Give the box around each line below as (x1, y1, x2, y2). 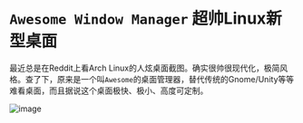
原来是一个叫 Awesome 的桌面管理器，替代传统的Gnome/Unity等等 (56, 73, 295, 84)
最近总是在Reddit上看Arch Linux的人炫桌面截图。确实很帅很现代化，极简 (9, 62, 280, 73)
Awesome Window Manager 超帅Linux (9, 8, 267, 29)
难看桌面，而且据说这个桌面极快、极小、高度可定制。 (9, 85, 209, 96)
